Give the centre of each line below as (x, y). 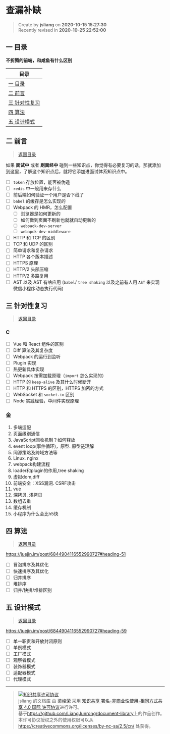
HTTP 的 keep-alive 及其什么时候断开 (52, 382)
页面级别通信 (26, 433)
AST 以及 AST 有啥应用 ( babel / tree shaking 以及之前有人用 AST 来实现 (86, 282)
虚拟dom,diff (26, 477)
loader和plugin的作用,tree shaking (48, 470)
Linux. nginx (26, 458)
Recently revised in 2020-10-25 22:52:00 (62, 30)
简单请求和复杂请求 (33, 250)
